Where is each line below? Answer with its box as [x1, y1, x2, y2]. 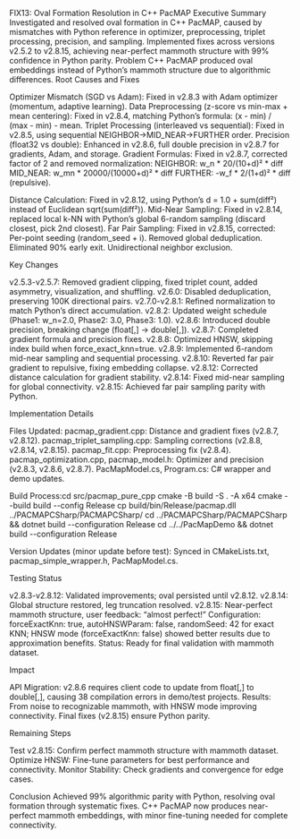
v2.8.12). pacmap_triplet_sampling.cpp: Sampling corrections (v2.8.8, [9, 435, 263, 446]
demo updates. [9, 474, 65, 484]
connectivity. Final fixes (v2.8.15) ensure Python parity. [9, 711, 211, 721]
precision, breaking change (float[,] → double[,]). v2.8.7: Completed [9, 324, 259, 335]
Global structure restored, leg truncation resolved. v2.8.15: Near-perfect [9, 600, 273, 610]
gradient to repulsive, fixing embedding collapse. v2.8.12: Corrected [9, 363, 259, 372]
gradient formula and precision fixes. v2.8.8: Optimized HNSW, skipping [9, 334, 273, 344]
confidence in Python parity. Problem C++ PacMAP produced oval [9, 56, 253, 65]
